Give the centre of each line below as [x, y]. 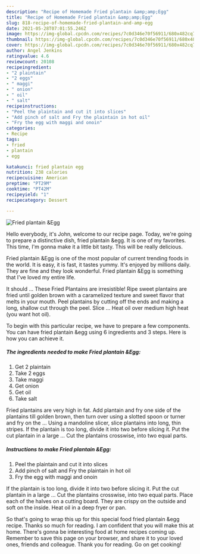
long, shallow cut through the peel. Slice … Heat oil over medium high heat [97, 307]
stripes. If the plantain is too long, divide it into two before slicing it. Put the [98, 429]
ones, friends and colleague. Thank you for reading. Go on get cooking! [94, 544]
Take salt [26, 399]
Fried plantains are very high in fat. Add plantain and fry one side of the [94, 410]
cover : [14, 45]
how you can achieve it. [35, 338]
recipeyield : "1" [28, 195]
